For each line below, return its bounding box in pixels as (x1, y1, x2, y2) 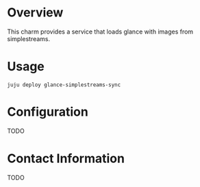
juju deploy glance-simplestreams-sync (7, 81, 121, 88)
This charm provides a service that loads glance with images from (7, 27, 194, 36)
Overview (7, 5, 64, 21)
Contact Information (7, 151, 125, 166)
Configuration (7, 104, 89, 120)
